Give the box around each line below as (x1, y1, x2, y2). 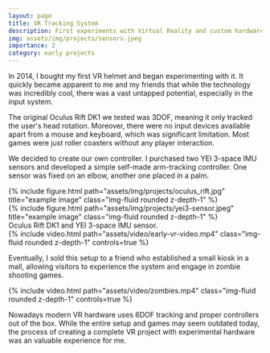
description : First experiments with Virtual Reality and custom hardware (8, 27, 264, 35)
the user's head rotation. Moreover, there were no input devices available (8, 121, 251, 130)
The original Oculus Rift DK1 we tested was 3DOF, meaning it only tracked (8, 113, 253, 121)
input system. (8, 97, 54, 106)
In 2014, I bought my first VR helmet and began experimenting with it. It (8, 72, 243, 80)
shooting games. (8, 270, 64, 280)
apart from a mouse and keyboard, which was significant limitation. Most (8, 129, 249, 139)
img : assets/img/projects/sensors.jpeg (8, 34, 142, 43)
